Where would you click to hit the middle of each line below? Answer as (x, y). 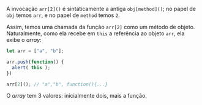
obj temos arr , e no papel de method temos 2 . (63, 15)
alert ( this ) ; (31, 67)
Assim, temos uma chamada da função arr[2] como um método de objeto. (101, 27)
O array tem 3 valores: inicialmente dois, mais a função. (77, 96)
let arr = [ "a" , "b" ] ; (35, 51)
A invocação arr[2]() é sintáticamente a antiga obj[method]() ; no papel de (101, 9)
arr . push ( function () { (35, 62)
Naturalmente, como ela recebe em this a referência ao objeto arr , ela (95, 33)
